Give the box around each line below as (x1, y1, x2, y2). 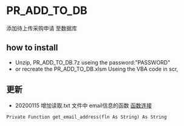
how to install (6, 43, 58, 53)
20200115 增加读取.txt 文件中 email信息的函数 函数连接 (15, 102, 152, 109)
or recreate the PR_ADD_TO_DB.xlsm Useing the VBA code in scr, (15, 65, 179, 72)
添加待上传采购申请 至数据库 (6, 24, 77, 32)
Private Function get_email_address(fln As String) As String (6, 114, 167, 120)
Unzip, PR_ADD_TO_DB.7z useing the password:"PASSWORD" (15, 58, 171, 66)
